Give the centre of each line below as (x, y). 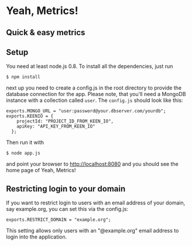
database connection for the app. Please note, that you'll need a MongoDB (96, 94)
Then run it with (25, 142)
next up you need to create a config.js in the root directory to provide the (94, 88)
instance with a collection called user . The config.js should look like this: (95, 100)
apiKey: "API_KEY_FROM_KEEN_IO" (56, 127)
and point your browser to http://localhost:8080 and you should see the (92, 164)
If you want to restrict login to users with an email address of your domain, (96, 203)
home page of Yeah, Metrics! (41, 170)
